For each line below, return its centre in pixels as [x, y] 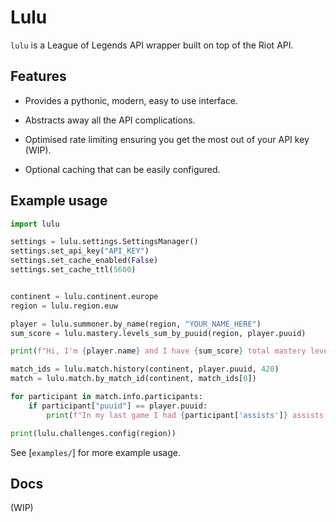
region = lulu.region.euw [64, 306]
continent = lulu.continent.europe [84, 296]
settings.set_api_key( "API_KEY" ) [80, 251]
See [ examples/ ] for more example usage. [95, 452]
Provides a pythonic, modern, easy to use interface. [131, 100]
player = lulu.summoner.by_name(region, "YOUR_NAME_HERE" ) [136, 324]
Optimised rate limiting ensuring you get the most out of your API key [167, 139]
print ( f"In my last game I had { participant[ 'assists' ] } [167, 415]
